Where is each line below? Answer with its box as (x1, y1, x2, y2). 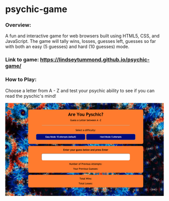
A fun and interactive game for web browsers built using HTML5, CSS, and (5, 33, 160, 39)
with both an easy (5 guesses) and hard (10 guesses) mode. (5, 44, 130, 50)
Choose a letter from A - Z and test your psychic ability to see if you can (5, 87, 155, 94)
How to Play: (5, 76, 37, 83)
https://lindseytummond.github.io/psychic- (40, 56, 150, 63)
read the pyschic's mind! (5, 93, 56, 99)
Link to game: (5, 56, 39, 63)
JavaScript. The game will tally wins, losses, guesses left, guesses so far (5, 38, 156, 44)
